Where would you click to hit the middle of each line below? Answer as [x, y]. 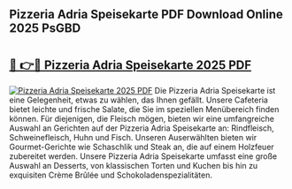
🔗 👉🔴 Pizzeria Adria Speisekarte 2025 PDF [131, 65]
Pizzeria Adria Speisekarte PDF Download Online [146, 15]
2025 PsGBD [45, 29]
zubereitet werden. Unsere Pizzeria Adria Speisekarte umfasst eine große [143, 156]
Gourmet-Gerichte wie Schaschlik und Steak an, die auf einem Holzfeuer [142, 147]
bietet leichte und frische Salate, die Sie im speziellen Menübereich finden [144, 109]
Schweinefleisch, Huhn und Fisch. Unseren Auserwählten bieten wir [133, 137]
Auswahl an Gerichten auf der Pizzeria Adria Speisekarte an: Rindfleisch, [142, 128]
